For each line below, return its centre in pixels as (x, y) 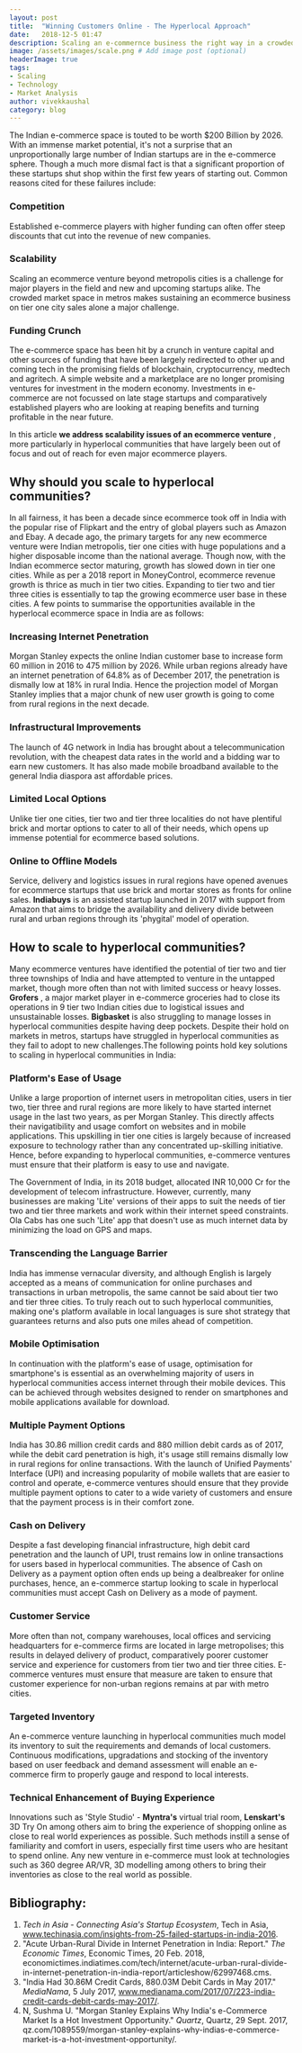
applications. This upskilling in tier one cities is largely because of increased (150, 1136)
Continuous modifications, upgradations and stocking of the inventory (139, 1755)
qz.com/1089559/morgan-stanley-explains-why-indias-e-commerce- (151, 2030)
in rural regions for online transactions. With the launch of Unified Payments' (151, 1464)
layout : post (34, 18)
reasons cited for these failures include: (83, 183)
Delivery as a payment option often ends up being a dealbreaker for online (147, 1574)
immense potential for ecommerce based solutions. (104, 837)
